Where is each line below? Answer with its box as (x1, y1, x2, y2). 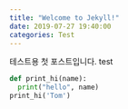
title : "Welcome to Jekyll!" (9, 13, 120, 23)
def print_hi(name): (9, 74, 88, 84)
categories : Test (9, 30, 75, 39)
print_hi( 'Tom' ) (9, 92, 71, 101)
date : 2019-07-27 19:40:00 (9, 22, 112, 31)
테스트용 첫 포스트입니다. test (9, 56, 113, 67)
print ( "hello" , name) (17, 83, 100, 92)
